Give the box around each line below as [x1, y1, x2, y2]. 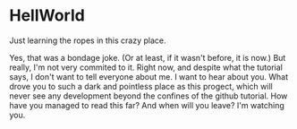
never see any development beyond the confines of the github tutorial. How [9, 90, 288, 101]
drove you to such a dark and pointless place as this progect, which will [9, 81, 273, 91]
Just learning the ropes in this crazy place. [9, 35, 166, 46]
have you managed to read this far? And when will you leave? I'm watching [9, 99, 284, 110]
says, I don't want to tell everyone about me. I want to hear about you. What [9, 71, 289, 82]
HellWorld [9, 5, 85, 26]
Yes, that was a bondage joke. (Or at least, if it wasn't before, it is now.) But [9, 52, 286, 63]
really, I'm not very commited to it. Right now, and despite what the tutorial [9, 62, 284, 73]
